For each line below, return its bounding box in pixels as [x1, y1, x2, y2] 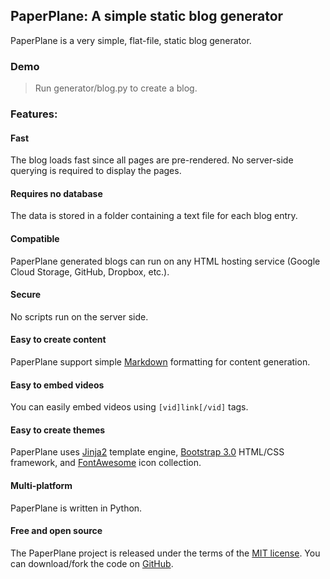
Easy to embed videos [10, 379, 105, 391]
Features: [10, 107, 58, 121]
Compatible [10, 233, 60, 245]
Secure [10, 289, 42, 301]
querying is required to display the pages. [10, 165, 182, 177]
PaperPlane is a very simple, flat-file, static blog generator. [10, 34, 252, 46]
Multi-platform [10, 480, 73, 492]
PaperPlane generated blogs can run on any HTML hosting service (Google [10, 255, 321, 267]
